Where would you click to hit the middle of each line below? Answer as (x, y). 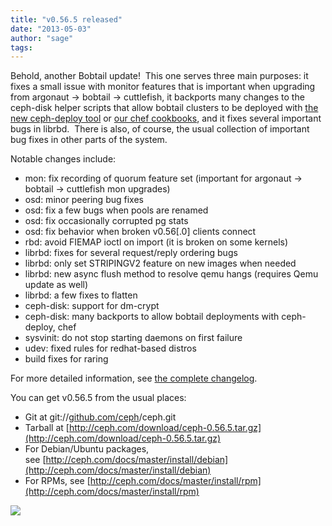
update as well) (56, 285)
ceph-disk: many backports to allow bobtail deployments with (152, 317)
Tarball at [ (47, 428)
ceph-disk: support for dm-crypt (92, 306)
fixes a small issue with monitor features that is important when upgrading (163, 87)
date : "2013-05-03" (51, 29)
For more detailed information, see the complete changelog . (134, 378)
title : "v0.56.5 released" (66, 19)
